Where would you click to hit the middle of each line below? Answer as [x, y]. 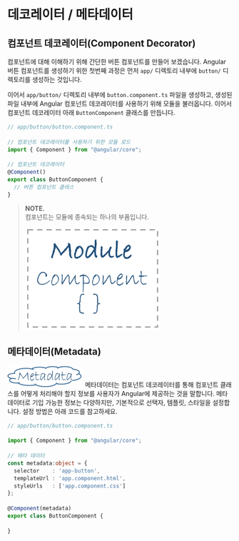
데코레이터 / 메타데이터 [70, 15]
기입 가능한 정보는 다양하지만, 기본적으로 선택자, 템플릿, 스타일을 [121, 402]
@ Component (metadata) [40, 509]
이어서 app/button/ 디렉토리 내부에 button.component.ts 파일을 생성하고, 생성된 [120, 95]
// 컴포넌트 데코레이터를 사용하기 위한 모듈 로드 [69, 142]
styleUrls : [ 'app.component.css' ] [70, 486]
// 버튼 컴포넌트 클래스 [44, 187]
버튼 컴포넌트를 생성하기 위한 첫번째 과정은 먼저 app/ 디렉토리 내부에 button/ [114, 71]
